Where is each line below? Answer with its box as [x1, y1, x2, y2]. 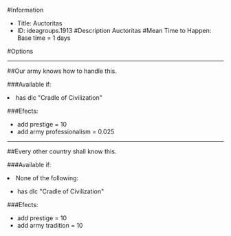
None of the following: [16, 174, 79, 182]
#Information [7, 6, 44, 14]
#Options [7, 47, 34, 55]
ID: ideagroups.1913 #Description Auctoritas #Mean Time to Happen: [16, 27, 212, 34]
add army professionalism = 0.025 [16, 127, 115, 136]
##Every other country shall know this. [7, 147, 117, 155]
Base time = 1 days [16, 34, 71, 42]
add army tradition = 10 [16, 222, 83, 229]
